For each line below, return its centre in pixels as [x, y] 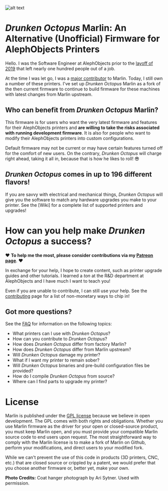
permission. [17, 483]
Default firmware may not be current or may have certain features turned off [84, 148]
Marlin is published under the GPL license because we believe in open [78, 416]
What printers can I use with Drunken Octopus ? [61, 333]
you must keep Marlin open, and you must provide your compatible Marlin [81, 432]
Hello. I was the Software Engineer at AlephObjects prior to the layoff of [79, 63]
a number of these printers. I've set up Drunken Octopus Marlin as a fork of [83, 83]
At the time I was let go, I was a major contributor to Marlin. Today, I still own [84, 78]
